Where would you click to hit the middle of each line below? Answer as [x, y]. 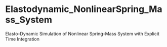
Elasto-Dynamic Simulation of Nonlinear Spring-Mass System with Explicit [82, 33]
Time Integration [22, 39]
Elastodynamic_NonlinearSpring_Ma [84, 9]
